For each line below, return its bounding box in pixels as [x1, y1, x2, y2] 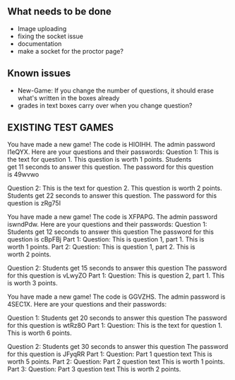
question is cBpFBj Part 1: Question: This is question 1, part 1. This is [7, 235, 205, 244]
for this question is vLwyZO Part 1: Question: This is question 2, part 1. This [7, 271, 224, 280]
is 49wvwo [7, 170, 40, 179]
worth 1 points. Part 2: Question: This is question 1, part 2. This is [7, 243, 195, 251]
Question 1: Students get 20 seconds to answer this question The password [7, 314, 227, 322]
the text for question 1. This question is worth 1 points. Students [7, 155, 192, 164]
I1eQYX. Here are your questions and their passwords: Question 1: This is [7, 148, 219, 156]
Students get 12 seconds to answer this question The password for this [7, 227, 214, 236]
